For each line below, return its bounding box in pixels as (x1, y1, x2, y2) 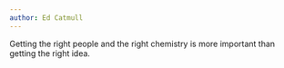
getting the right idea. (9, 47, 91, 59)
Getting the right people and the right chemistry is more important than (9, 38, 276, 49)
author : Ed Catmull (9, 13, 84, 23)
